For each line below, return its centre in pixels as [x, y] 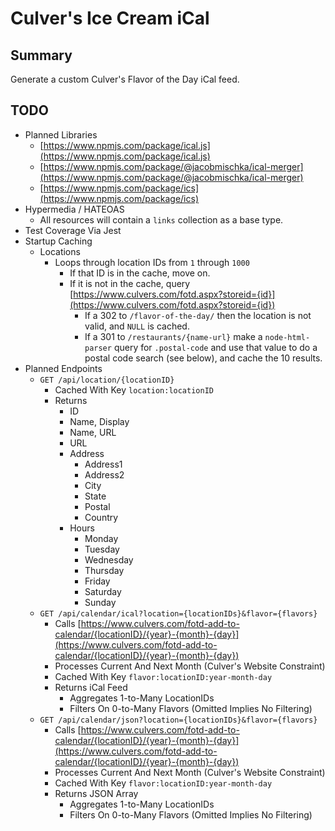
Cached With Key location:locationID [134, 389]
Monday [101, 538]
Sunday [100, 602]
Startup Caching [58, 241]
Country [101, 517]
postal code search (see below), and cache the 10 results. [203, 358]
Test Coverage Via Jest [73, 230]
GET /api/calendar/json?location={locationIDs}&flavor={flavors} [178, 720]
